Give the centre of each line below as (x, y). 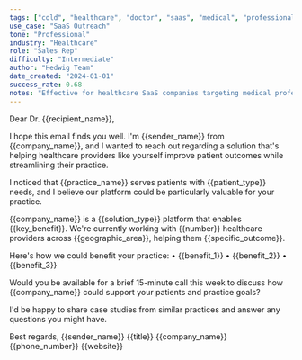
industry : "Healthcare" (54, 43)
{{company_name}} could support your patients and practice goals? (135, 292)
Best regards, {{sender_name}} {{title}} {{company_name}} (118, 336)
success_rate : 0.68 (46, 85)
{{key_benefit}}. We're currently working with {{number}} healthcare (136, 228)
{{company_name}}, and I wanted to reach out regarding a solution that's (144, 146)
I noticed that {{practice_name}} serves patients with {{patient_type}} (138, 182)
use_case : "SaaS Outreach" (60, 26)
